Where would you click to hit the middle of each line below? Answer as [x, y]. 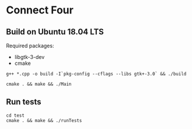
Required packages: [30, 46]
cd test [15, 115]
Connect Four [40, 10]
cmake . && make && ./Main [39, 84]
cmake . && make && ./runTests [44, 120]
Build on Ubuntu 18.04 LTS [55, 32]
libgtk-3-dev [29, 57]
